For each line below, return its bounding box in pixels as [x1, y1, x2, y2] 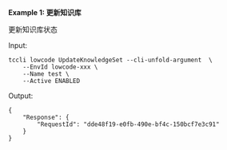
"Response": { [22, 113, 70, 121]
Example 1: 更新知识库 [8, 8, 82, 17]
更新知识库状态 [8, 25, 58, 34]
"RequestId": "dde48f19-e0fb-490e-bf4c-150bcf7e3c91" [37, 120, 220, 128]
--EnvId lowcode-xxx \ [22, 63, 98, 71]
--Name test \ [22, 70, 70, 78]
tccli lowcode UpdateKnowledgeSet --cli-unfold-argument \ [8, 56, 213, 64]
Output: [8, 91, 34, 101]
